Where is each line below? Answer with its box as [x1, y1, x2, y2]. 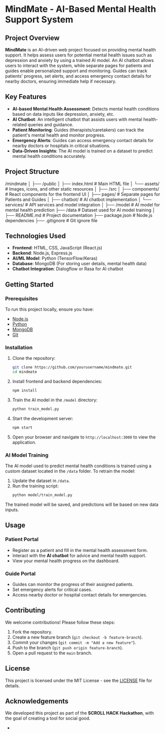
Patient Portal [5, 536, 39, 543]
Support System [5, 14, 74, 25]
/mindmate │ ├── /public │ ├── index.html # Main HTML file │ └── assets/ [5, 181, 160, 187]
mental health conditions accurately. [12, 153, 86, 159]
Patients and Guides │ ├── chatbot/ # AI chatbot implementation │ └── [5, 196, 152, 202]
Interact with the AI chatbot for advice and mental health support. [12, 552, 147, 558]
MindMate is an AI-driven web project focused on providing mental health [5, 47, 157, 52]
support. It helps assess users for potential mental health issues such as [5, 52, 152, 58]
